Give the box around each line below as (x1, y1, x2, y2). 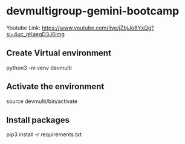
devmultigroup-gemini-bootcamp (6, 4, 180, 18)
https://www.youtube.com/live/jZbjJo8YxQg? (41, 24, 154, 31)
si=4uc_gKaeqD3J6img (6, 30, 65, 37)
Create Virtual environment (6, 48, 112, 58)
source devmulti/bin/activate (6, 98, 78, 105)
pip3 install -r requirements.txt (6, 131, 82, 138)
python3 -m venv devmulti (6, 64, 73, 71)
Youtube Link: (6, 24, 41, 31)
